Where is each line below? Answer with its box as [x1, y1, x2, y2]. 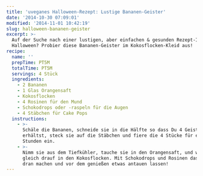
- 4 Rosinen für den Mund [17, 99, 83, 105]
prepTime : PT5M [11, 59, 50, 65]
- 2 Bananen [17, 82, 47, 88]
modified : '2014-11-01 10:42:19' [6, 20, 91, 26]
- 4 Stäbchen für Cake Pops [17, 110, 88, 116]
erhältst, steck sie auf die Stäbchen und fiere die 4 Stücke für [22, 132, 193, 139]
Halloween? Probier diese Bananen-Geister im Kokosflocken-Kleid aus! [11, 43, 193, 49]
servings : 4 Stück [11, 71, 59, 77]
